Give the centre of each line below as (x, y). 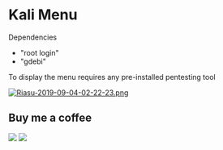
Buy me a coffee (50, 118)
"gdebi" (33, 61)
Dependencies (33, 37)
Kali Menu (43, 15)
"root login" (39, 52)
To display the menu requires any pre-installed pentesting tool (112, 77)
